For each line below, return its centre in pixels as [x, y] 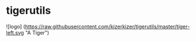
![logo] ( [16, 26]
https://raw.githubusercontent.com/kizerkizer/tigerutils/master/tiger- [107, 26]
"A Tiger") [37, 32]
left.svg [15, 32]
